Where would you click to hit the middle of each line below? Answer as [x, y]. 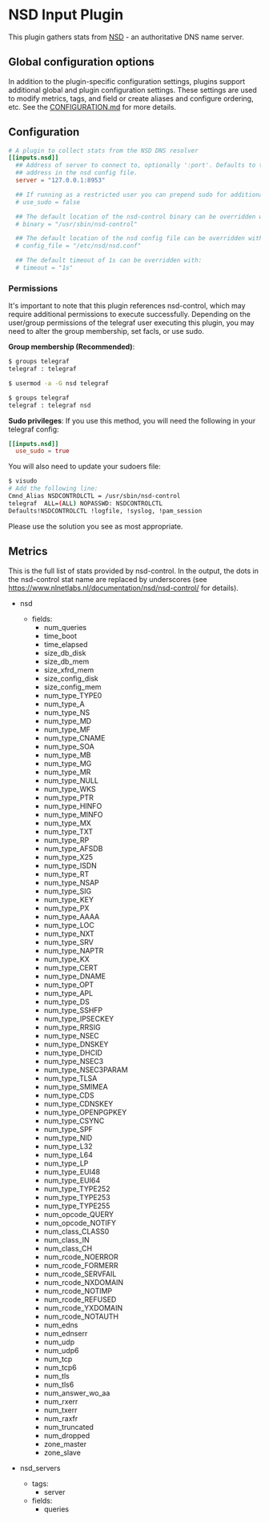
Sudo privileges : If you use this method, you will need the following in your [132, 420]
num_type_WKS [70, 789]
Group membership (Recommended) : [72, 347]
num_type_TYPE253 [77, 1197]
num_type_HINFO [73, 805]
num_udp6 [61, 1350]
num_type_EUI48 [72, 1171]
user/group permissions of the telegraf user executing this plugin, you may [131, 323]
